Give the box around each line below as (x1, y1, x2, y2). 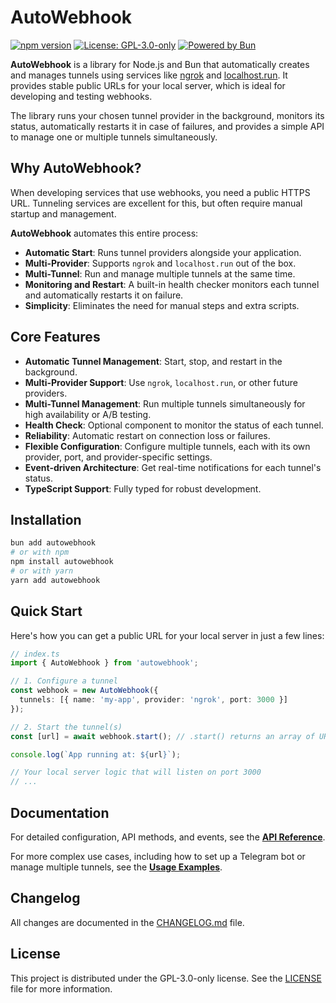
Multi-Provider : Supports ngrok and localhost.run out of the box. (24, 257, 297, 269)
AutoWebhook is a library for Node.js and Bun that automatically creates (10, 58, 310, 70)
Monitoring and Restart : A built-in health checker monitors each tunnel (24, 278, 320, 290)
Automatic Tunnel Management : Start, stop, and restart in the (24, 355, 283, 367)
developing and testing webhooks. (10, 90, 153, 102)
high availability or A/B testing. (24, 408, 152, 420)
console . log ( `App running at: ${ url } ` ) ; (10, 749, 182, 760)
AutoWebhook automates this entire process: (10, 227, 199, 239)
